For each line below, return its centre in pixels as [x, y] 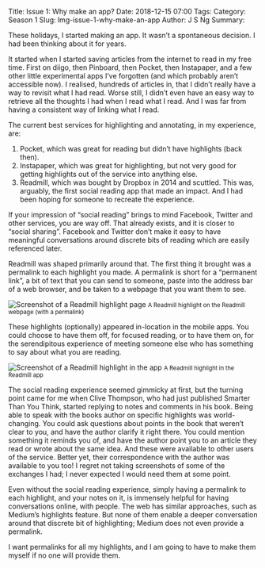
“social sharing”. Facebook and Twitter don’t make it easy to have [115, 232]
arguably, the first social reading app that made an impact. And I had [131, 191]
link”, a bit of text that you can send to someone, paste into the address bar [131, 280]
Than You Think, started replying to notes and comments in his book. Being [131, 407]
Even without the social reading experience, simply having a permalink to [127, 489]
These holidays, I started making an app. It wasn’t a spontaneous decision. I [132, 35]
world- [224, 415]
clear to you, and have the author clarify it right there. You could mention [127, 432]
